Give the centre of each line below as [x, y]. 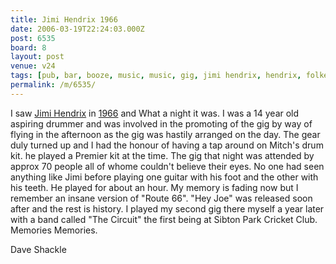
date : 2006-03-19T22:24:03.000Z [77, 29]
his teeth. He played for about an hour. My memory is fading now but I [154, 187]
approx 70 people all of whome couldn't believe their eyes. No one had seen [167, 166]
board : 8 [28, 47]
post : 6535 [33, 38]
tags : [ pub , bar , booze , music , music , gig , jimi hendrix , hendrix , [156, 76]
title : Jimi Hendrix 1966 [64, 19]
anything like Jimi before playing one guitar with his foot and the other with [164, 177]
